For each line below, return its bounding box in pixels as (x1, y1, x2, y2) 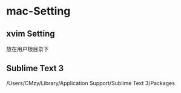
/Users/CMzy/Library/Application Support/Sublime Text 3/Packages (6, 79, 176, 86)
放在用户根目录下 (6, 46, 49, 52)
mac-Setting (6, 4, 71, 18)
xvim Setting (6, 29, 56, 39)
